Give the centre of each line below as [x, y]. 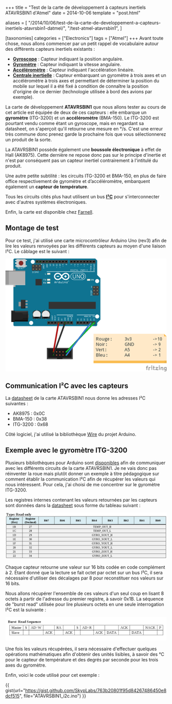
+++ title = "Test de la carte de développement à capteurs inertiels [76, 7]
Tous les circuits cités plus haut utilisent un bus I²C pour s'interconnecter [82, 196]
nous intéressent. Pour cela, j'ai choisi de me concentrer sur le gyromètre [83, 484]
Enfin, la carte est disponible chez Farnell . [49, 212]
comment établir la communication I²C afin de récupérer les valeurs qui [80, 479]
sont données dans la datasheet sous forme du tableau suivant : [73, 505]
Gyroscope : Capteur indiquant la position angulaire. [68, 59]
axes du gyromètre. [26, 665]
